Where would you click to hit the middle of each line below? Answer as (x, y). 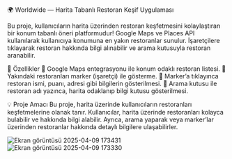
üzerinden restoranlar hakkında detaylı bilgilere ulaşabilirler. (93, 127)
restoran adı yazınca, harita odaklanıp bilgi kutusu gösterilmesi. (98, 91)
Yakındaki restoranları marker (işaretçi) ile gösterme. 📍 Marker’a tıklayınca (113, 76)
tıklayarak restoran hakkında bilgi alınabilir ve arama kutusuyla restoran (109, 48)
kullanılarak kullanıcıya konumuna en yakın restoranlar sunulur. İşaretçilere (114, 41)
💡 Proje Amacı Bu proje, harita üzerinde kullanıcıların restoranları (100, 104)
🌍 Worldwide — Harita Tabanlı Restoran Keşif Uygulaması (91, 10)
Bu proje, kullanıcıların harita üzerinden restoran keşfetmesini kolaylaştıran (114, 26)
